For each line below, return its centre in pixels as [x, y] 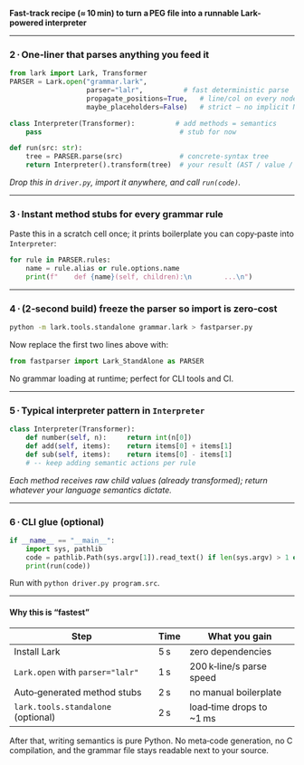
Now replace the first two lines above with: [89, 345]
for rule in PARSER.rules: [60, 260]
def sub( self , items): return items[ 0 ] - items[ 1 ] [129, 454]
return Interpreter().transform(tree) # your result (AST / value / [160, 165]
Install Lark [37, 651]
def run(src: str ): [46, 148]
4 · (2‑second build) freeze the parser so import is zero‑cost [143, 309]
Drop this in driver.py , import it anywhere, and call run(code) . [125, 182]
